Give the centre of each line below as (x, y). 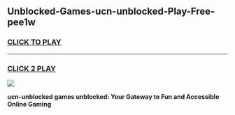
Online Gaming (29, 104)
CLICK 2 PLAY (31, 68)
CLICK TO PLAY (34, 43)
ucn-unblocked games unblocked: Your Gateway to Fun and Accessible (113, 96)
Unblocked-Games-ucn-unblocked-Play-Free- (111, 11)
